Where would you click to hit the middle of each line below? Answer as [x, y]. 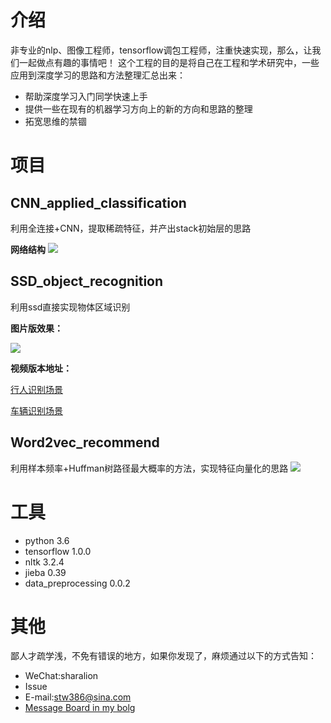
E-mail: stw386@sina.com [78, 697]
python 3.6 [47, 540]
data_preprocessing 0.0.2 [77, 583]
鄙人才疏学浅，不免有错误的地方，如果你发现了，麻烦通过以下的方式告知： [163, 656]
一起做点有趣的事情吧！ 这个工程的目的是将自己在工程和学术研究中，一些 [169, 62]
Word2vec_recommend [85, 442]
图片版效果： [36, 328]
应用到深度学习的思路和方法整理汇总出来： [98, 75]
